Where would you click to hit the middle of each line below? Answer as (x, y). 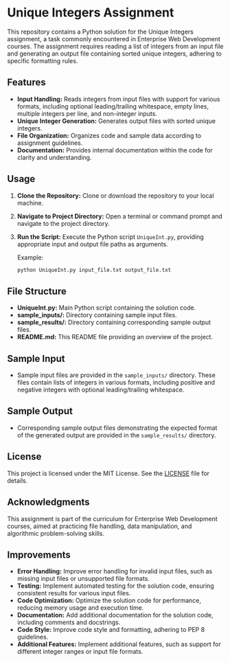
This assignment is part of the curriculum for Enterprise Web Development (112, 518)
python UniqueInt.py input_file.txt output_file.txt (94, 270)
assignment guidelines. (50, 143)
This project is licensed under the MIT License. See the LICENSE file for (108, 473)
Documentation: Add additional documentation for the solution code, (115, 615)
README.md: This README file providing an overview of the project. (115, 337)
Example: (30, 257)
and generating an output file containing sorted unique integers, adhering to (114, 54)
